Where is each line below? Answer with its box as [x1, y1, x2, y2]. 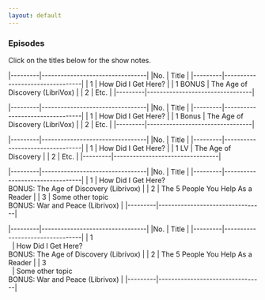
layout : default [8, 11, 62, 20]
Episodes [8, 37, 45, 48]
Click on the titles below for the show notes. [8, 55, 152, 65]
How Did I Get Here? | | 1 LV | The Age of [98, 143, 232, 152]
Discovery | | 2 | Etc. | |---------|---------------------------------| [8, 152, 221, 161]
